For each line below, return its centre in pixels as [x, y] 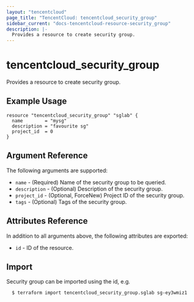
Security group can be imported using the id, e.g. [68, 282]
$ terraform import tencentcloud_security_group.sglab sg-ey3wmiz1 [100, 293]
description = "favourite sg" [50, 126]
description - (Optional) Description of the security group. [89, 189]
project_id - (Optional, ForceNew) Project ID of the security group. [100, 195]
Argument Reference [47, 156]
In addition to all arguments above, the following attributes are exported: [97, 236]
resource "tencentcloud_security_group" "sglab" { [72, 115]
